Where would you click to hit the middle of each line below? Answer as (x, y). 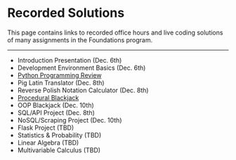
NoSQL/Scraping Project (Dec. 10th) (70, 120)
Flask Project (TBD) (46, 128)
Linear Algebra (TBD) (48, 142)
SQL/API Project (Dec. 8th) (56, 112)
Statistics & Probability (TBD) (59, 135)
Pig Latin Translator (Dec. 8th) (61, 82)
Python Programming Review (59, 75)
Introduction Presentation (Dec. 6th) (70, 60)
